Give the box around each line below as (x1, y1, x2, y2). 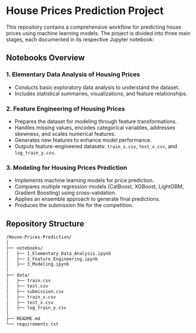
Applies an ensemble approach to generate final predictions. (14, 195, 161, 202)
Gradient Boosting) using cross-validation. (14, 189, 117, 197)
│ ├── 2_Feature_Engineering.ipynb (6, 256, 98, 262)
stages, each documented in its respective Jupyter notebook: (6, 36, 154, 43)
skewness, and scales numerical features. (14, 130, 116, 137)
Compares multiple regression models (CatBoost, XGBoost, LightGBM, (14, 183, 184, 190)
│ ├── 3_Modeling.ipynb (6, 262, 69, 267)
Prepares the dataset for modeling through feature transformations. (14, 118, 177, 125)
